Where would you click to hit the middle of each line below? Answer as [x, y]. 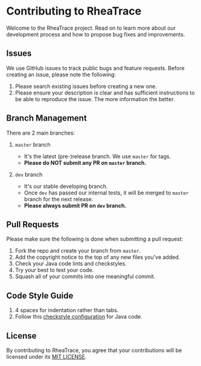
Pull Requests [33, 225]
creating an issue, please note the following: [61, 75]
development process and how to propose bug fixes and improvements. [96, 34]
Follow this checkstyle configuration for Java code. [79, 317]
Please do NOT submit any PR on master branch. [85, 162]
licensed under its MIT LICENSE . [46, 357]
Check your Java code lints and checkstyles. [71, 264]
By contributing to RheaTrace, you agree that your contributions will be [94, 350]
